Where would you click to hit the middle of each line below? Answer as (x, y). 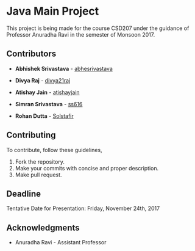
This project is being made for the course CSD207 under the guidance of (98, 28)
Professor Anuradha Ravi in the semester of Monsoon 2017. (81, 34)
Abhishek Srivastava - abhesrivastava (64, 68)
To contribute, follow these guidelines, (54, 150)
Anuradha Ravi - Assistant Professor (61, 242)
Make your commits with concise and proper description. (87, 168)
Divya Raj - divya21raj (43, 80)
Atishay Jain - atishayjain (48, 92)
